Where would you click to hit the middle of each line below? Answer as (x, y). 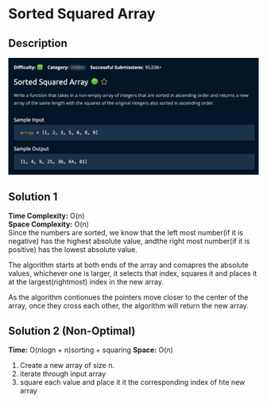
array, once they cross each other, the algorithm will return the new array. (128, 306)
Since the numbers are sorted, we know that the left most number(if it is (126, 233)
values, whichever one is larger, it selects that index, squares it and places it (133, 273)
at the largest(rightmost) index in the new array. (86, 282)
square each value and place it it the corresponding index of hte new (132, 382)
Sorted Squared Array (82, 14)
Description (38, 43)
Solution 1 (33, 197)
